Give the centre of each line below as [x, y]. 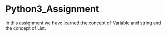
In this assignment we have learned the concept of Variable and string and [83, 23]
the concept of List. [26, 28]
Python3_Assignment [52, 9]
